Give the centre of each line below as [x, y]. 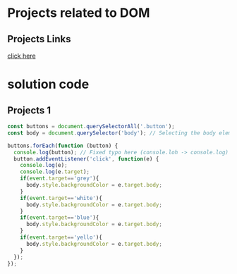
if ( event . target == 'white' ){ [61, 198]
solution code [48, 84]
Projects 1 [29, 110]
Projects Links [39, 39]
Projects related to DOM [79, 13]
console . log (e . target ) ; [55, 172]
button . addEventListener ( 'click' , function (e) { [86, 159]
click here [22, 56]
